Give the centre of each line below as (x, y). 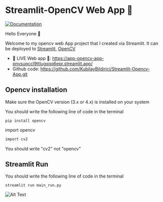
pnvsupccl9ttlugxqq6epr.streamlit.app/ (52, 63)
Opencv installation (36, 90)
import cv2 (16, 139)
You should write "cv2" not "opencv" (43, 149)
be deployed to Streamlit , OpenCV (40, 48)
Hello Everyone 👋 (23, 33)
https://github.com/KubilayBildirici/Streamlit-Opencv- (95, 69)
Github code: (26, 69)
